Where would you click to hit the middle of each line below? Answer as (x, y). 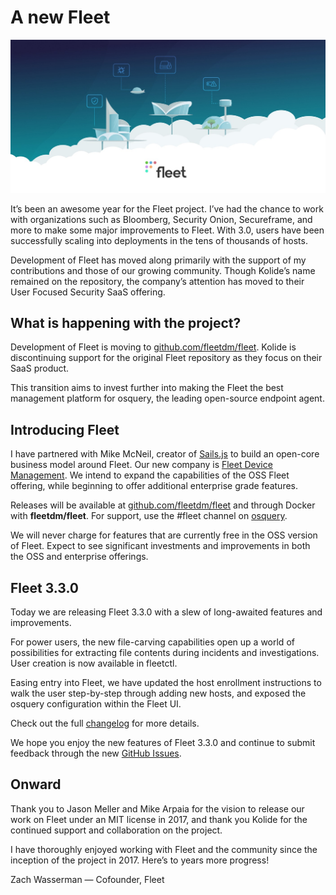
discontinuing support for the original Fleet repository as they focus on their (166, 358)
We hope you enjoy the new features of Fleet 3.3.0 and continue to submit (163, 742)
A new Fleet (60, 17)
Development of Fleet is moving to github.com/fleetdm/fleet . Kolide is (153, 347)
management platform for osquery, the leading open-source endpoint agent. (167, 398)
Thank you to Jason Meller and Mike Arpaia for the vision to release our (157, 808)
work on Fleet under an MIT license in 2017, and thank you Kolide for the (159, 819)
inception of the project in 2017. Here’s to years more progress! (140, 860)
